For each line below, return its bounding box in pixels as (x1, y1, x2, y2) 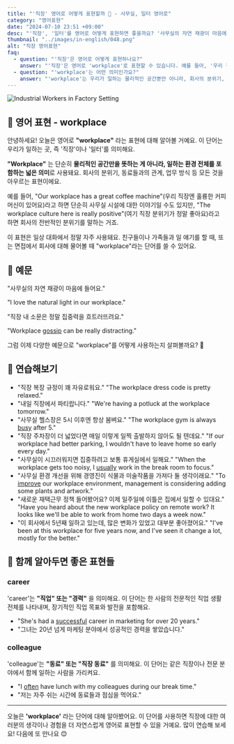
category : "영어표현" (7, 17, 64, 24)
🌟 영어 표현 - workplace (7, 116, 107, 128)
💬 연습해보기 (7, 363, 58, 375)
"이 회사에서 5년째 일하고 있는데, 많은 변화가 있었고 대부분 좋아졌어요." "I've (17, 518, 224, 527)
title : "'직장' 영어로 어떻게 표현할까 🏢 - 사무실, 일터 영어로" (7, 10, 172, 17)
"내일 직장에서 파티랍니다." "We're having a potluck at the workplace (17, 399, 210, 407)
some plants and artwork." (17, 486, 93, 495)
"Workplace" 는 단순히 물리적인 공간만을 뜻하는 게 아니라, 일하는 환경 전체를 (7, 160, 214, 168)
